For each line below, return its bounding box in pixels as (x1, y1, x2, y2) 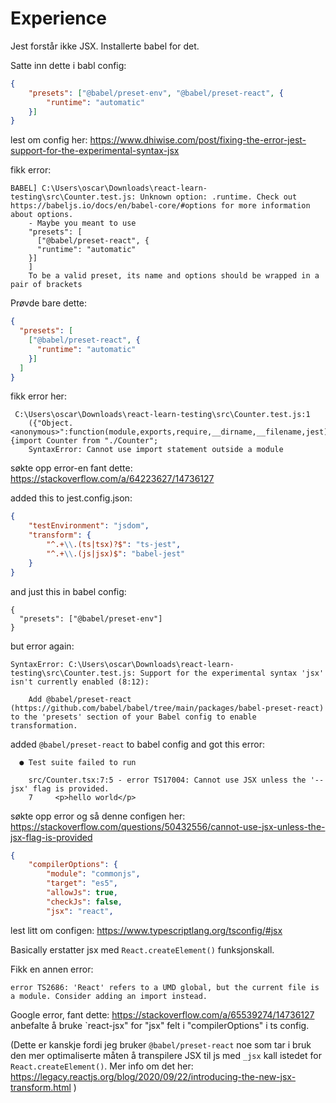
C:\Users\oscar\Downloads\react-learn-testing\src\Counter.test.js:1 (14, 410, 311, 420)
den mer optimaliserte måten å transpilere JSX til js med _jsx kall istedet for (10, 1049, 322, 1061)
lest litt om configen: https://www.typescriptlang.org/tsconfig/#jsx (10, 924, 283, 936)
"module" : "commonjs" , (46, 869, 141, 879)
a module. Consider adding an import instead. (10, 991, 208, 1001)
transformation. (10, 720, 78, 731)
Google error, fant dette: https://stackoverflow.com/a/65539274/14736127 (10, 1008, 315, 1021)
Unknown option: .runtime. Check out (139, 192, 298, 202)
